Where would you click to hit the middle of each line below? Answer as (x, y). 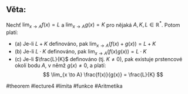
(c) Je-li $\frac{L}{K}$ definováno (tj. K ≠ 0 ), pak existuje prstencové (98, 59)
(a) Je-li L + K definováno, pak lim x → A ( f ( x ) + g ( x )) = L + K (85, 45)
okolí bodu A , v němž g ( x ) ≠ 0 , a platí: (60, 65)
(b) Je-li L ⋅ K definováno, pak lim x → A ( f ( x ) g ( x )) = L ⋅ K (80, 52)
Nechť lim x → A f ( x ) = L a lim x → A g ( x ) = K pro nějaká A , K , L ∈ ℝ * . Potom (93, 25)
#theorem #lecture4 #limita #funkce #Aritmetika (64, 86)
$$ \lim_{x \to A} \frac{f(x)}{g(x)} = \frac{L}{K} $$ (103, 74)
